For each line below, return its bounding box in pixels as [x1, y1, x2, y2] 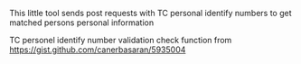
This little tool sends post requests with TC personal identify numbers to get [9, 8, 292, 18]
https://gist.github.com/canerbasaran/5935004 [9, 44, 186, 55]
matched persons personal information [9, 17, 155, 28]
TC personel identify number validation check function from [9, 35, 232, 45]
